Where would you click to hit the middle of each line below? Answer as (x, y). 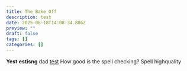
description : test (29, 17)
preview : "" (21, 28)
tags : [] (17, 39)
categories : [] (25, 45)
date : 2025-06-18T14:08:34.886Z (46, 22)
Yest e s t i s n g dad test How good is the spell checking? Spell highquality (94, 61)
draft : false (22, 34)
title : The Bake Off (32, 12)
